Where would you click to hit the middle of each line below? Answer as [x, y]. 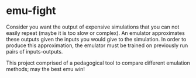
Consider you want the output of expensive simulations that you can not [93, 27]
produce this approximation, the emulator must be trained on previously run [97, 45]
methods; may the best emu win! [45, 69]
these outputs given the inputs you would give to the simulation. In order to [96, 39]
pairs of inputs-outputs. [35, 51]
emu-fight [31, 11]
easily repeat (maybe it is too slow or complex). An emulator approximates [96, 33]
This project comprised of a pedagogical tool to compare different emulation [98, 63]
